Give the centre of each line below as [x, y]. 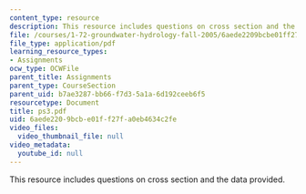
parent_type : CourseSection [63, 86]
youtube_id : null [51, 153]
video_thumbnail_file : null [71, 137]
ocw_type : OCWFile [44, 69]
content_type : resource [55, 18]
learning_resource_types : [58, 52]
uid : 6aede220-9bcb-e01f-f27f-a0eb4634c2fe [93, 119]
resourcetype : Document [55, 102]
